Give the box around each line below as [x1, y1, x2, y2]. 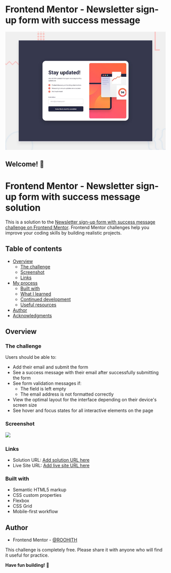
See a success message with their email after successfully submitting [12, 370, 159, 376]
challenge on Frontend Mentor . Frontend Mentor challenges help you [5, 224, 149, 231]
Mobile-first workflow [12, 509, 59, 515]
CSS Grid [12, 503, 32, 509]
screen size [12, 402, 37, 408]
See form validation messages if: [12, 380, 82, 386]
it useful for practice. [5, 552, 49, 558]
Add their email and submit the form [12, 364, 89, 370]
